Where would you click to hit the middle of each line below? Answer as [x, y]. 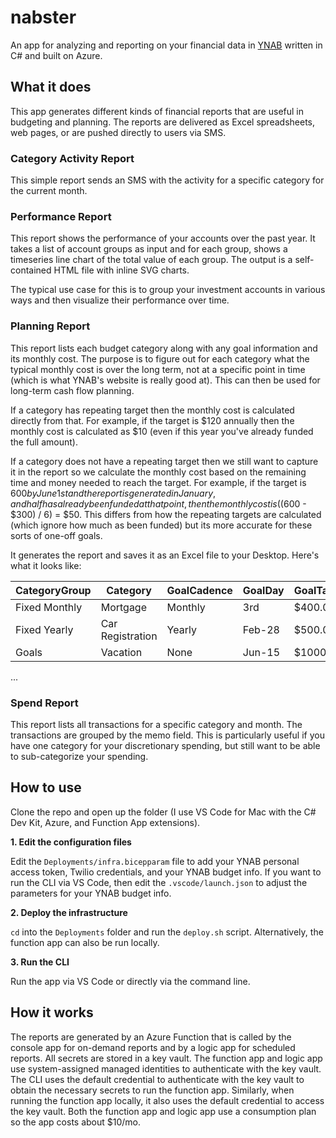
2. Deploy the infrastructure [69, 912]
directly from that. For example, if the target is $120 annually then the [152, 420]
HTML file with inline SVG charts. [121, 270]
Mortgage [124, 607]
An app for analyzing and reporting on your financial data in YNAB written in [166, 45]
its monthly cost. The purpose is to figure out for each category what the [160, 358]
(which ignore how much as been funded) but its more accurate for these [161, 525]
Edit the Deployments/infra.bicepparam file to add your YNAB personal [155, 861]
